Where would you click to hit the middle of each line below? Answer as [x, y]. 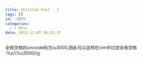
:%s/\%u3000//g [23, 53]
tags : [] [14, 14]
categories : [17, 24]
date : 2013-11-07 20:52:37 [33, 33]
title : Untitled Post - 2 [32, 10]
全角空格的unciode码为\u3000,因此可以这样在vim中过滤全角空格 [71, 47]
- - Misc [19, 28]
